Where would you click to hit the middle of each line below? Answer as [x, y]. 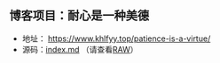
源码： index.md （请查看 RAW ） [80, 49]
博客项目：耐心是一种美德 [79, 16]
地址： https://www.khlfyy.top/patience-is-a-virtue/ [116, 38]
